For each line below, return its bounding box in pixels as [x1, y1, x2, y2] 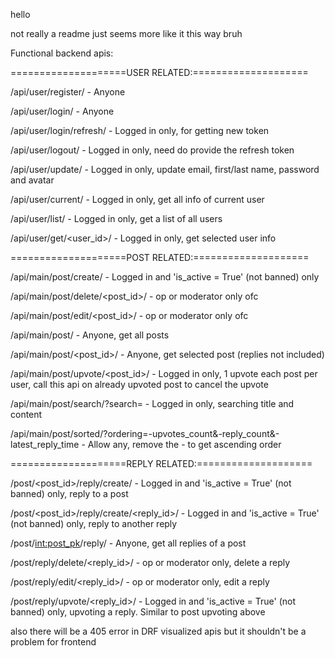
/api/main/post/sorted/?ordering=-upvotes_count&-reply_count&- [10, 428, 280, 439]
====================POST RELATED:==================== [10, 252, 310, 263]
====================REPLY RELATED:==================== [10, 458, 313, 469]
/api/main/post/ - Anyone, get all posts [10, 329, 170, 341]
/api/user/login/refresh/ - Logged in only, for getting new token [10, 125, 270, 136]
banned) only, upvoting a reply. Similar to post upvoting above [10, 606, 266, 618]
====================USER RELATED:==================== [10, 67, 309, 78]
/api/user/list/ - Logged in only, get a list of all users [10, 213, 223, 224]
